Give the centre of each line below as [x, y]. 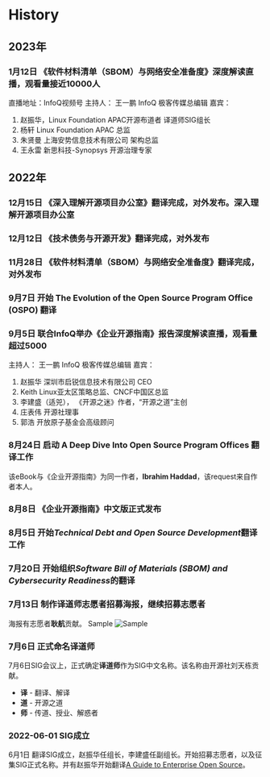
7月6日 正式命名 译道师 [52, 646]
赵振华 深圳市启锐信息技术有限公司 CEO [86, 382]
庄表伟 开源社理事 [49, 412]
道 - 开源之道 [42, 702]
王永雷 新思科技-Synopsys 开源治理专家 [86, 150]
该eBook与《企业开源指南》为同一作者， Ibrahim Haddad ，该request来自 [130, 476]
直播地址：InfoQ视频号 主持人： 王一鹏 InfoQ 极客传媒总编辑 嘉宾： [120, 102]
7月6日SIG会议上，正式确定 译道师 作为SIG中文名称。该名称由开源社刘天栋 [130, 665]
